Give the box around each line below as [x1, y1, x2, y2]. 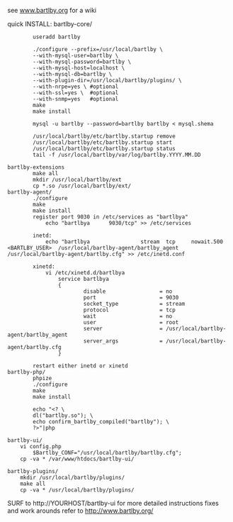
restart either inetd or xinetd [33, 362, 129, 370]
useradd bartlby [33, 33, 81, 40]
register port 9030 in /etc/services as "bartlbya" [33, 213, 189, 221]
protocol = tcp [83, 306, 176, 313]
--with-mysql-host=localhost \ [33, 65, 125, 72]
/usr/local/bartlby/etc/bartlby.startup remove [33, 133, 176, 140]
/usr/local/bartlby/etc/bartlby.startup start [33, 139, 173, 146]
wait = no [83, 313, 173, 320]
